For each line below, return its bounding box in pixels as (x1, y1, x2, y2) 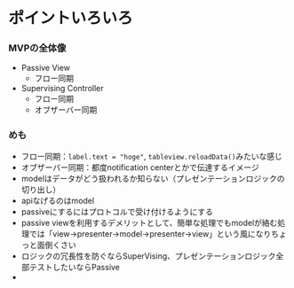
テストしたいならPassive (28, 261, 121, 272)
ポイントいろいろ (8, 8, 134, 28)
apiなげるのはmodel (20, 195, 95, 206)
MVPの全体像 (8, 42, 67, 54)
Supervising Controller (20, 83, 104, 94)
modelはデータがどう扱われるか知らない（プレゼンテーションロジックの (20, 173, 285, 183)
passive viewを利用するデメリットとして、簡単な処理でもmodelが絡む (20, 217, 278, 228)
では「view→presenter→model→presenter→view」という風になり (28, 228, 272, 239)
